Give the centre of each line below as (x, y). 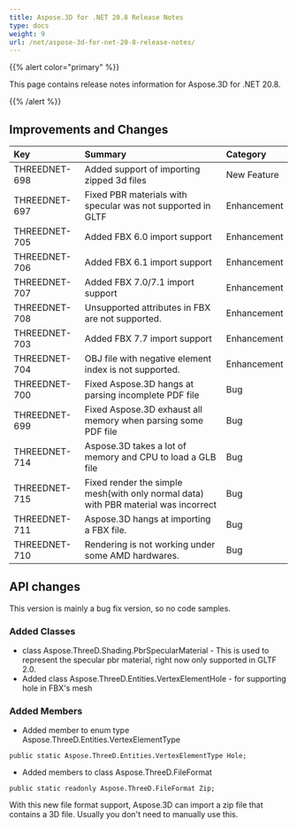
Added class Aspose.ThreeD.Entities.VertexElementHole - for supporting (154, 679)
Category (246, 154)
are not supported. (123, 319)
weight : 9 (27, 34)
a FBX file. (106, 530)
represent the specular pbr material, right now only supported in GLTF (149, 660)
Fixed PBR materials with (136, 195)
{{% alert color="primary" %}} (65, 67)
